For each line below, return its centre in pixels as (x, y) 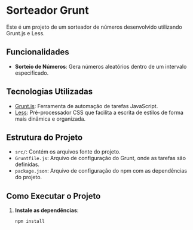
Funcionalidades (38, 52)
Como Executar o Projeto (53, 196)
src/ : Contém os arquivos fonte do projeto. (68, 152)
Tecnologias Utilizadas (50, 92)
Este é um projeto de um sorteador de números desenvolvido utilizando (94, 27)
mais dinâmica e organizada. (50, 119)
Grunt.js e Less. (25, 33)
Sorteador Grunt (48, 10)
